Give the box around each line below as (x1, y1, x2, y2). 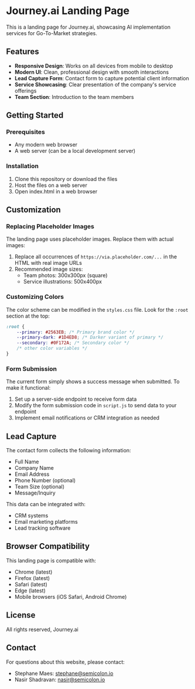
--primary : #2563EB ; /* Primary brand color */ (16, 329, 135, 335)
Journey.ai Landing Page (6, 4, 130, 18)
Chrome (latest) (14, 568, 53, 575)
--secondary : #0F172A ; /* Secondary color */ (16, 340, 130, 346)
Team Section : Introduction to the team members (14, 93, 134, 100)
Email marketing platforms (14, 519, 78, 526)
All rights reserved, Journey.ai (6, 626, 79, 633)
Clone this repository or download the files (14, 175, 118, 182)
